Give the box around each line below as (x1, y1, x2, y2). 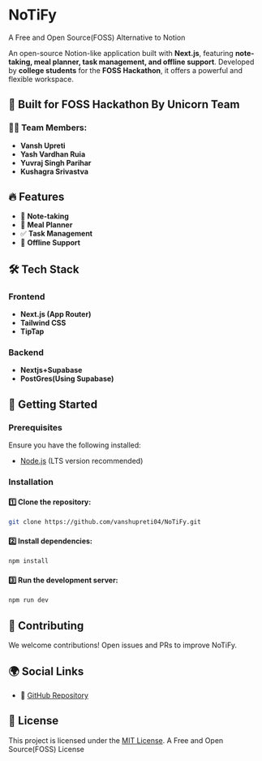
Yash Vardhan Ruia (19, 149, 86, 159)
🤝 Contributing (8, 619, 84, 633)
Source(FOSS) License (8, 744, 85, 754)
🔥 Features (8, 190, 65, 204)
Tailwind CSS (19, 318, 67, 328)
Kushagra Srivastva (19, 166, 89, 176)
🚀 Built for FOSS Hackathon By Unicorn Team (8, 97, 240, 111)
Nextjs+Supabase (19, 365, 83, 375)
